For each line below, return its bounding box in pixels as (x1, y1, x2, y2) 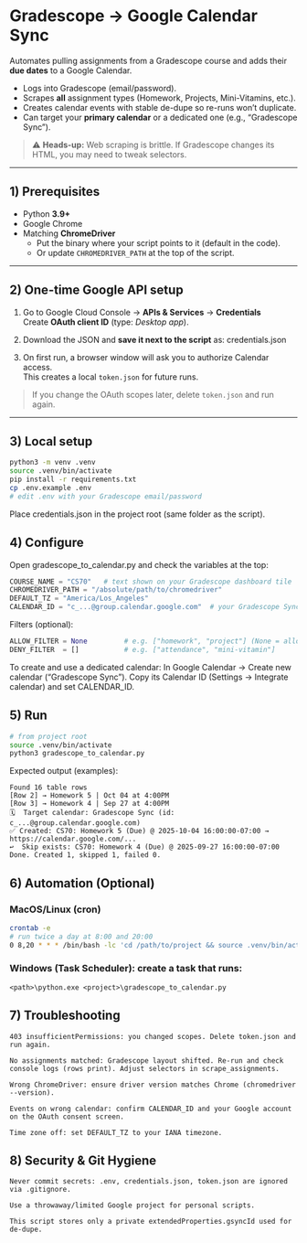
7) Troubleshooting (9, 1008, 121, 1023)
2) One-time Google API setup (9, 283, 185, 298)
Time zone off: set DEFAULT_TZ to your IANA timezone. (9, 1128, 223, 1137)
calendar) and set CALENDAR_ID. (9, 680, 135, 691)
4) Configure (9, 535, 84, 551)
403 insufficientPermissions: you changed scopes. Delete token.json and (9, 1032, 297, 1041)
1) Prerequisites (9, 184, 101, 199)
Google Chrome (22, 218, 83, 229)
